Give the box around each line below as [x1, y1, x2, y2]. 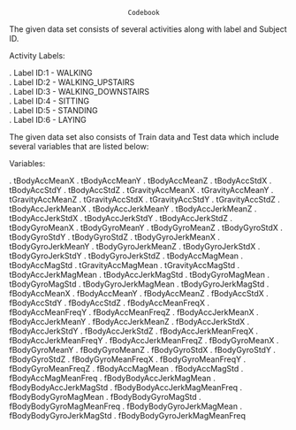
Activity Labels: [9, 50, 65, 61]
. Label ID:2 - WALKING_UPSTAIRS [9, 77, 135, 88]
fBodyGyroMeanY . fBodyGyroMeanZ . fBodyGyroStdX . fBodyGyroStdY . [9, 345, 277, 355]
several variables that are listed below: [9, 142, 149, 151]
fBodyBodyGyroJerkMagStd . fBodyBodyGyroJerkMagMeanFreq [9, 411, 246, 420]
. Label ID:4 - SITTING [9, 96, 90, 106]
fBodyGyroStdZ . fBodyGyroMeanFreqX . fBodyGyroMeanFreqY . [9, 354, 247, 365]
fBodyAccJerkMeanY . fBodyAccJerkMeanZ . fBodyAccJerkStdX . [9, 317, 250, 326]
